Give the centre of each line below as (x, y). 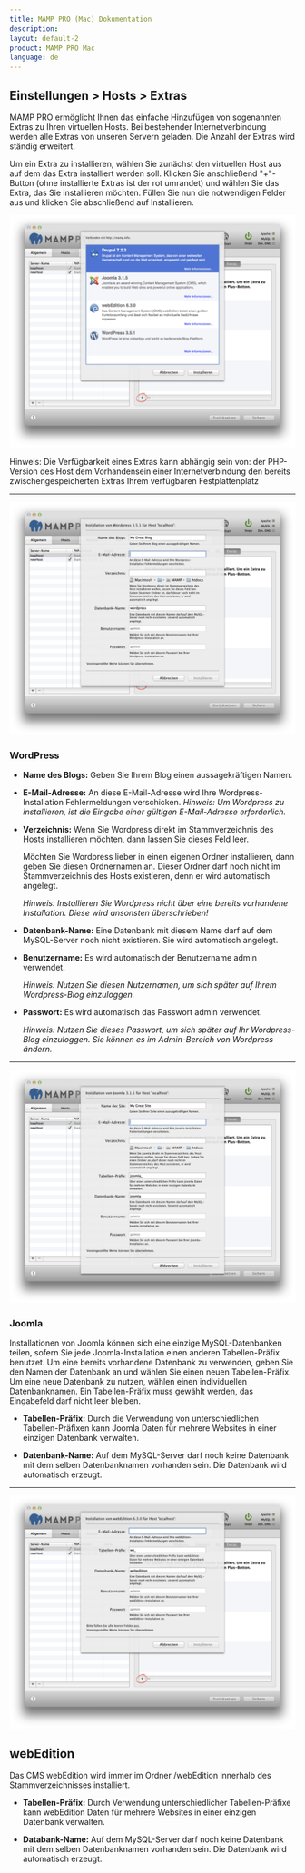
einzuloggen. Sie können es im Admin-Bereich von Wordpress (158, 1040)
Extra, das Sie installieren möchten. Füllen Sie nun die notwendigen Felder (148, 192)
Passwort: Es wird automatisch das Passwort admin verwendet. (142, 1012)
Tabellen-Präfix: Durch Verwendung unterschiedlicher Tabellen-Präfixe (157, 1803)
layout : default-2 (44, 38)
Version (24, 471)
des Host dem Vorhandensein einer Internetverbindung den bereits (165, 471)
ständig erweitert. (42, 146)
